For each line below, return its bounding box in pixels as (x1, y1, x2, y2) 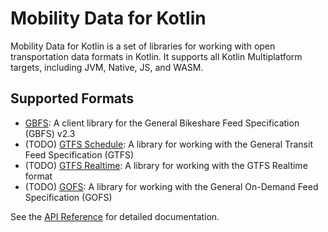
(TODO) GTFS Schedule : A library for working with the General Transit (24, 138, 313, 150)
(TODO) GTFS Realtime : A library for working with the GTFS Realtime (24, 159, 308, 171)
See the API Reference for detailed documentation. (10, 210, 220, 222)
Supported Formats (10, 90, 135, 107)
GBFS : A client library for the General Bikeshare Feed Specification (24, 117, 300, 129)
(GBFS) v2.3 (24, 127, 76, 139)
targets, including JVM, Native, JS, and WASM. (10, 61, 204, 73)
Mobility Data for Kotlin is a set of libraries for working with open (10, 40, 276, 52)
